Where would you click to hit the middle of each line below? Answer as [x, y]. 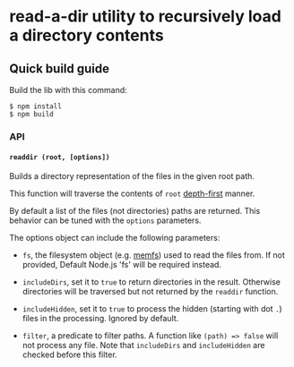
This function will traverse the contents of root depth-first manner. [132, 193]
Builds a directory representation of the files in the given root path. [132, 176]
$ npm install [36, 107]
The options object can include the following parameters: [115, 238]
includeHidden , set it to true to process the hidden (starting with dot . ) [152, 309]
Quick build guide [60, 68]
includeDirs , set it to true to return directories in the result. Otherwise [151, 282]
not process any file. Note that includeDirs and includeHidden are [143, 346]
